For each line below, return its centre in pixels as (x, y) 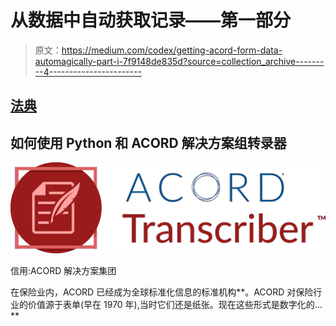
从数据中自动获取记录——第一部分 (151, 20)
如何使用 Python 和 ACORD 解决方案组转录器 (148, 142)
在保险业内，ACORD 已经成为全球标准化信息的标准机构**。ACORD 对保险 (162, 292)
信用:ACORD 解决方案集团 (63, 270)
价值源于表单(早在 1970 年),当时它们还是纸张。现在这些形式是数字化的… (175, 304)
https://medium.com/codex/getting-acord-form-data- (172, 50)
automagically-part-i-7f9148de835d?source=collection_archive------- (179, 61)
